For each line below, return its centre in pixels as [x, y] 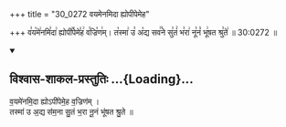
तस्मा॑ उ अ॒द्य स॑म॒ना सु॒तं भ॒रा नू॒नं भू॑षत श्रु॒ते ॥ [72, 111]
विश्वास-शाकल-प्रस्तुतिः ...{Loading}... [101, 79]
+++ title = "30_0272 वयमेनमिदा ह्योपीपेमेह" [79, 14]
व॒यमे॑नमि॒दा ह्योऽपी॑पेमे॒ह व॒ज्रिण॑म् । [55, 101]
